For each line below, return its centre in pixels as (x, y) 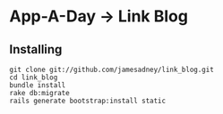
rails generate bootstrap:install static (88, 101)
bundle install (38, 85)
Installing (36, 49)
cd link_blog (34, 77)
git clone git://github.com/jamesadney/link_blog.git (112, 69)
